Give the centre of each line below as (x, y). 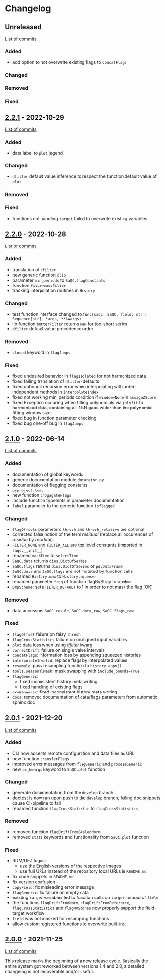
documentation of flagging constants (50, 485)
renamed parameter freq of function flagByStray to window (71, 582)
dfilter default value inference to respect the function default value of (84, 176)
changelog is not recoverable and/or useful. (50, 971)
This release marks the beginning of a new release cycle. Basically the (77, 961)
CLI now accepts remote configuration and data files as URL (73, 753)
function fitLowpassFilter (39, 285)
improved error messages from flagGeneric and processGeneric (77, 764)
